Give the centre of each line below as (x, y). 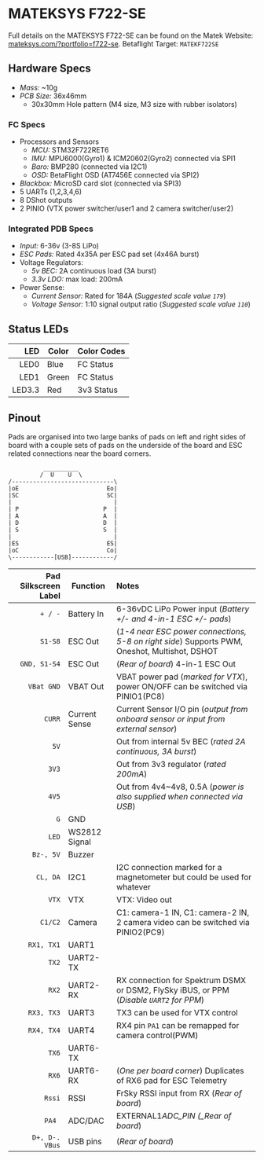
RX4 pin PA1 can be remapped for (178, 1025)
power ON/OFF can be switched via (182, 686)
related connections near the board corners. (80, 453)
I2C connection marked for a (169, 867)
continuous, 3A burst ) (157, 751)
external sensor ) (147, 729)
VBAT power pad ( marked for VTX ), (182, 677)
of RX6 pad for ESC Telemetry (172, 1080)
